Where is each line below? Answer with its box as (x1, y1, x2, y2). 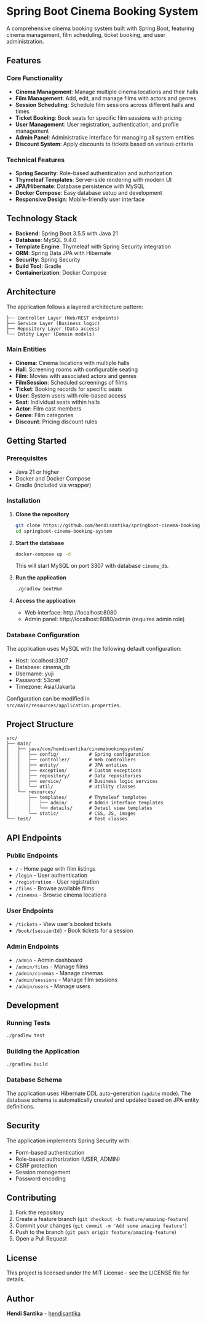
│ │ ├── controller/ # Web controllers (6, 757, 137, 763)
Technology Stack (6, 213, 77, 224)
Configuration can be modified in (6, 694, 90, 702)
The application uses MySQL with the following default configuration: (6, 645, 182, 652)
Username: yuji (15, 670, 54, 677)
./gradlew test (6, 1032, 46, 1039)
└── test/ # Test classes (6, 816, 128, 822)
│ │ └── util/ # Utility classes (6, 783, 137, 790)
